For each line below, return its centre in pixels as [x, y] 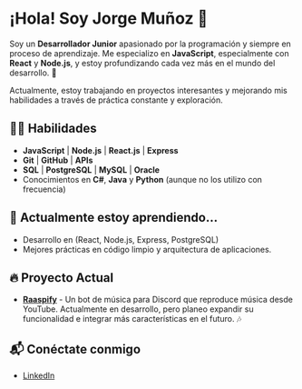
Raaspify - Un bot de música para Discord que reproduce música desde [157, 300]
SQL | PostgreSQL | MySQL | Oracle [91, 170]
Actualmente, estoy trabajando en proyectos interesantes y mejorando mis [148, 90]
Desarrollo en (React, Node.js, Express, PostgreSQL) [121, 239]
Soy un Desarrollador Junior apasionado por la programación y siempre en [151, 44]
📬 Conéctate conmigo [75, 349]
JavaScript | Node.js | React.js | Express [100, 150]
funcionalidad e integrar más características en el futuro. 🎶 [132, 319]
